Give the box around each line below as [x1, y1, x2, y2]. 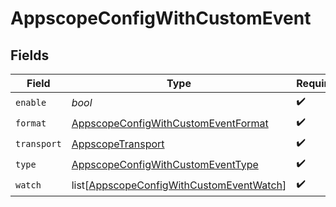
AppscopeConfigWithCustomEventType [71, 157, 259, 171]
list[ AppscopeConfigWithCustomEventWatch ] [71, 178, 287, 192]
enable [15, 97, 47, 108]
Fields [10, 47, 50, 64]
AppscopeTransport [71, 137, 165, 151]
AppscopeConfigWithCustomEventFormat [71, 116, 269, 130]
